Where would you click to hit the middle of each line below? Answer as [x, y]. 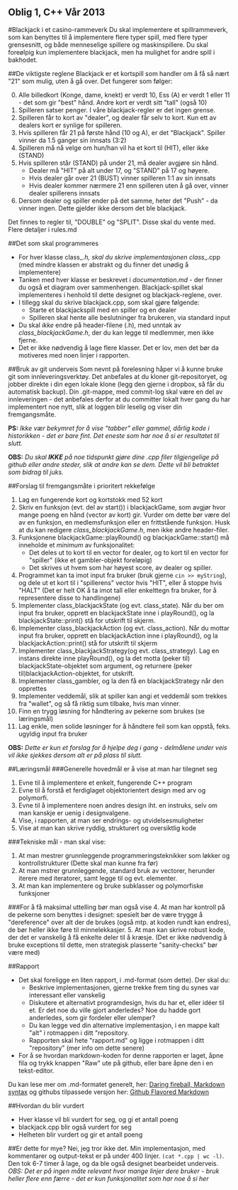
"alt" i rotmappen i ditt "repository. [79, 1033]
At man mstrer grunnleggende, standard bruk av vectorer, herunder [117, 870]
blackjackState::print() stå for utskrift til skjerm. [87, 620]
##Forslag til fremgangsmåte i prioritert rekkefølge [81, 486]
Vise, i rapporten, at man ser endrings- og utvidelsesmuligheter [111, 820]
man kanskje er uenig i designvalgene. [74, 813]
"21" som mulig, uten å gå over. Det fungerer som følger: [90, 81]
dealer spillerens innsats [64, 193]
